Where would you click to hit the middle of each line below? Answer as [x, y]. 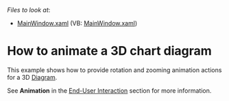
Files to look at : [29, 10]
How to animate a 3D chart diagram [110, 51]
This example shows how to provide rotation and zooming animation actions [114, 70]
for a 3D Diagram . [32, 77]
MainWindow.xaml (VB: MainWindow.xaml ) [77, 23]
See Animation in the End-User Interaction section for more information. [109, 90]
